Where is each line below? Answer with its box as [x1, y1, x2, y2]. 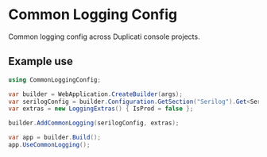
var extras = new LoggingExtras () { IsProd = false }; [8, 105, 194, 113]
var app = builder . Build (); [8, 133, 102, 142]
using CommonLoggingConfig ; [8, 75, 102, 84]
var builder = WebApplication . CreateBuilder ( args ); [8, 90, 183, 98]
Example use [8, 55, 74, 68]
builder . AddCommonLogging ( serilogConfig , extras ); [8, 119, 180, 128]
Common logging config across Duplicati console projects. [8, 32, 200, 41]
